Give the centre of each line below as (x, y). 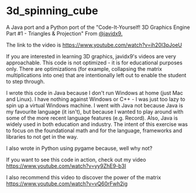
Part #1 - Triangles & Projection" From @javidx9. (64, 33)
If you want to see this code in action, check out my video (76, 159)
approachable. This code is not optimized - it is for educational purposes (94, 63)
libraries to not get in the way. (42, 136)
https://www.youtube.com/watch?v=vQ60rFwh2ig (67, 184)
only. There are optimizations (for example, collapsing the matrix (84, 68)
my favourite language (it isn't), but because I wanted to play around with (95, 112)
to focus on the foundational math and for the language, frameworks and (94, 130)
